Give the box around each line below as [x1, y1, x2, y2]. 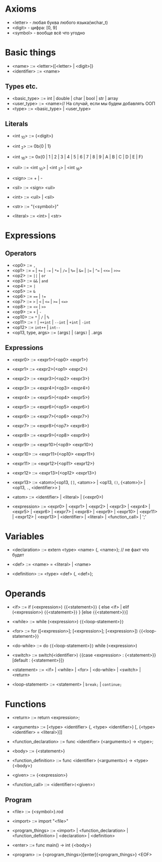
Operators [5, 249, 37, 258]
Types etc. [5, 82, 38, 91]
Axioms [5, 3, 37, 15]
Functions [5, 698, 46, 709]
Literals [5, 120, 28, 128]
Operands [5, 588, 46, 599]
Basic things [5, 47, 56, 58]
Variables [5, 531, 45, 542]
